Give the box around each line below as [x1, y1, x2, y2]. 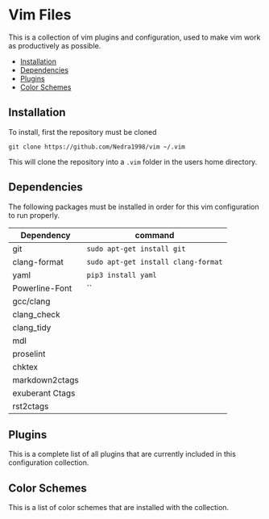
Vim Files [8, 6, 72, 24]
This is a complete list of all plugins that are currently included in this [8, 450, 236, 459]
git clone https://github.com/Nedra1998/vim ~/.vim [8, 143, 185, 151]
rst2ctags [12, 400, 49, 412]
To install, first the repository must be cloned [8, 127, 157, 136]
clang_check [12, 308, 60, 320]
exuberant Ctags [12, 387, 76, 399]
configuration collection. [8, 458, 89, 467]
